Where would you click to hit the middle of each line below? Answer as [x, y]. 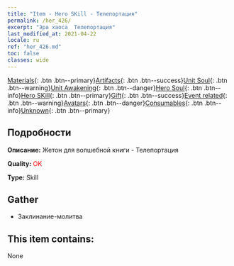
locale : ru [23, 40]
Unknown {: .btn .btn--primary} [66, 110]
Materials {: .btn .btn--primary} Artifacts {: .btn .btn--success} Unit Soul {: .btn [118, 80]
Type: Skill [23, 177]
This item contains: [51, 239]
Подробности [39, 133]
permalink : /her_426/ [39, 21]
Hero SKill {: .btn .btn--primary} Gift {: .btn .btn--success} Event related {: [124, 95]
